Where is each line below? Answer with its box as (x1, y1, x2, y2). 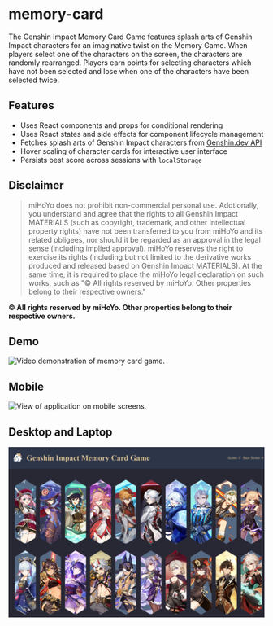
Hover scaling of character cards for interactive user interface (19, 146, 227, 155)
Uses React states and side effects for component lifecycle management (19, 129, 264, 138)
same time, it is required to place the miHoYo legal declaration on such (28, 269, 264, 279)
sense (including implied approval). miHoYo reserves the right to (28, 243, 244, 253)
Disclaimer (8, 178, 64, 192)
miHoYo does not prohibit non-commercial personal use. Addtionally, (28, 200, 259, 210)
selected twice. (8, 75, 60, 85)
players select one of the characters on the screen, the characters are (8, 49, 243, 59)
